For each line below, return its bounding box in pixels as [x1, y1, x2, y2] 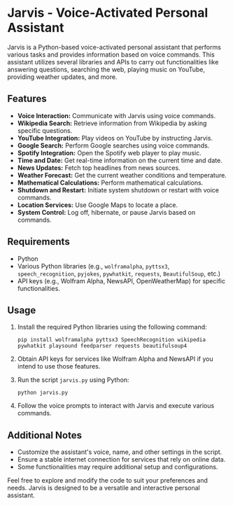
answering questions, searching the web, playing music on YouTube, [7, 65, 205, 73]
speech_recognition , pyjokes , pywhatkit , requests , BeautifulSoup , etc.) [17, 269, 221, 278]
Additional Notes [7, 429, 83, 441]
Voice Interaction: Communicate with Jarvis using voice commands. [17, 111, 216, 120]
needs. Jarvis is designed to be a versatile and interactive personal [7, 484, 201, 492]
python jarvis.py [17, 390, 69, 397]
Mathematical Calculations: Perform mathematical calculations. [17, 178, 204, 187]
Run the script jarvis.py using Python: [17, 376, 129, 384]
